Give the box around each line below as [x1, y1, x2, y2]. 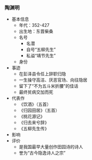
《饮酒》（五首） [18, 101, 52, 107]
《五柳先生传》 [18, 125, 49, 132]
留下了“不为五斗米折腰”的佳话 [18, 83, 78, 89]
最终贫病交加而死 [18, 89, 54, 95]
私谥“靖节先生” [26, 53, 56, 59]
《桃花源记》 [18, 113, 45, 120]
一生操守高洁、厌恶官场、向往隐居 [18, 77, 88, 83]
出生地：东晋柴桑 [18, 28, 54, 35]
